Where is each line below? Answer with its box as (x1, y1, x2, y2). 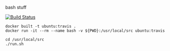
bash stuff (5, 5, 27, 10)
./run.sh (5, 41, 24, 46)
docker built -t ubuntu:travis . (5, 24, 76, 29)
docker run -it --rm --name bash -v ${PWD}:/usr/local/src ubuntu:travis (5, 28, 165, 33)
